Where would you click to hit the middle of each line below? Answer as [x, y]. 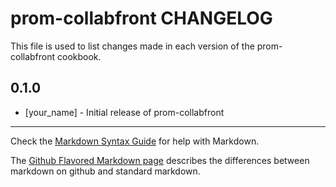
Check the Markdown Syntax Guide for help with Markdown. [135, 141]
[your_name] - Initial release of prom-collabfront [124, 112]
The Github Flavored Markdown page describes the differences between [160, 160]
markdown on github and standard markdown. [105, 171]
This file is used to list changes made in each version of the [132, 46]
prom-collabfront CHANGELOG [141, 18]
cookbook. [79, 56]
